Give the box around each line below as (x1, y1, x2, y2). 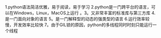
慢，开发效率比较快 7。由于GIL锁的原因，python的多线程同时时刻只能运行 (5, 22, 153, 28)
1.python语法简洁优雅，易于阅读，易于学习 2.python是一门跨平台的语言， (5, 4, 152, 9)
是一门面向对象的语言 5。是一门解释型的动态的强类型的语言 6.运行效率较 (5, 16, 150, 21)
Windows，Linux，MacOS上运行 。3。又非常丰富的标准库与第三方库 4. (13, 10, 156, 16)
